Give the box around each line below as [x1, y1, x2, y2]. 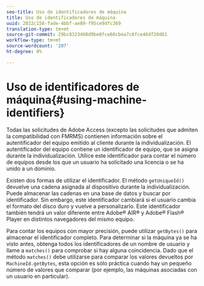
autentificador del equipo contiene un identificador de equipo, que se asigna [6, 145, 199, 153]
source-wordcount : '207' [6, 43, 69, 49]
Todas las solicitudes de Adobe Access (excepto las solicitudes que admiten [6, 126, 199, 133]
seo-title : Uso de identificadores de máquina [6, 9, 127, 15]
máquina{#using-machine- [6, 92, 147, 106]
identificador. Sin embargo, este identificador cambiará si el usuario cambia [6, 196, 196, 203]
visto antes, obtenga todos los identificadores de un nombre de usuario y [6, 240, 190, 247]
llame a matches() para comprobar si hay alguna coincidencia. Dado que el [6, 246, 194, 254]
